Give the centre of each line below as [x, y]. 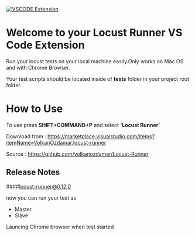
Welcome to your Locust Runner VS [94, 33]
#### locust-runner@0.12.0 [39, 186]
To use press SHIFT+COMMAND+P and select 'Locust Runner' [83, 125]
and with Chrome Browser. [38, 67]
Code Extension [45, 45]
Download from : [26, 136]
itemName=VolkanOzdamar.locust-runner [56, 142]
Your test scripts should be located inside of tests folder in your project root [97, 78]
